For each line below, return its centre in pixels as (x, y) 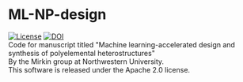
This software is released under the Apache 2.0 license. (99, 69)
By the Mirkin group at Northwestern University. (86, 61)
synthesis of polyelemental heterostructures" (82, 53)
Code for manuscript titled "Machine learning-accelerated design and (122, 44)
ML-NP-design (57, 15)
